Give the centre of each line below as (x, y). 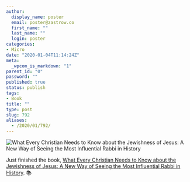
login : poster (28, 39)
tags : (13, 93)
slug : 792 (18, 115)
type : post (19, 109)
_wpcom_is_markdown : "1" (42, 66)
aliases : (17, 121)
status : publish (26, 88)
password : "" (22, 77)
